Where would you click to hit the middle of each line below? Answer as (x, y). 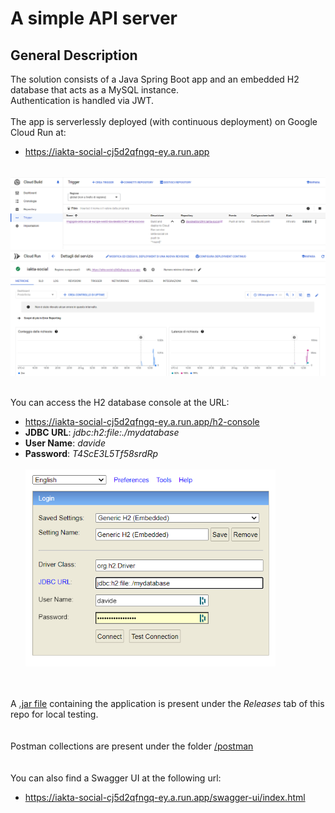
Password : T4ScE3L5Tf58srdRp (91, 454)
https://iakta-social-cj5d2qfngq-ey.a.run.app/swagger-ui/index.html (165, 798)
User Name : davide (65, 443)
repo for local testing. (54, 714)
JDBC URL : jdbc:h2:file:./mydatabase (102, 433)
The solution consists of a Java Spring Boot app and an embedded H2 (155, 79)
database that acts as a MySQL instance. (95, 90)
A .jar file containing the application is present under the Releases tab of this (167, 704)
